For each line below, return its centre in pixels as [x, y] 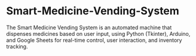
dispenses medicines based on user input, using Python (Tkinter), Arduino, [98, 33]
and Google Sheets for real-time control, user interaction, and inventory [94, 40]
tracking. [17, 46]
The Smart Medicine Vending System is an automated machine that [89, 27]
